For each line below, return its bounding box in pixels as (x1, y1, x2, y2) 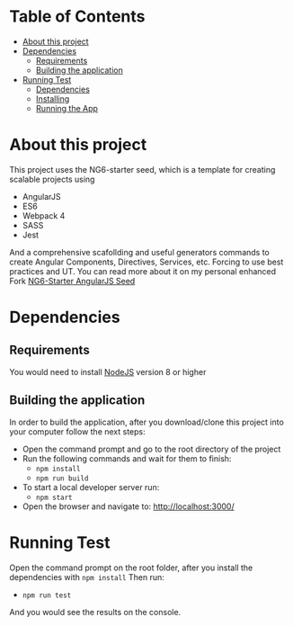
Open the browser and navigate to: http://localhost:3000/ (22, 501, 235, 512)
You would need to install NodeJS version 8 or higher (9, 366, 207, 377)
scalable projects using (9, 174, 95, 184)
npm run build (35, 474, 89, 483)
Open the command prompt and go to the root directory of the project (22, 443, 281, 454)
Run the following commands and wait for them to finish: (22, 452, 232, 464)
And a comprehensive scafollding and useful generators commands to (9, 246, 270, 257)
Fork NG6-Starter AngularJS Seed (9, 275, 136, 286)
